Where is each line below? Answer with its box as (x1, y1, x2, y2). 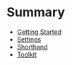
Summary (6, 4, 65, 20)
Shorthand (16, 42, 48, 51)
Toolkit (16, 50, 37, 59)
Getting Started (16, 28, 61, 36)
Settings (16, 35, 42, 43)
